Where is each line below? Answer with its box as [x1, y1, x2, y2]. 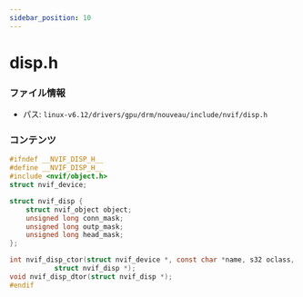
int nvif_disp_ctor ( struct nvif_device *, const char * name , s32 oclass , [9, 255, 296, 264]
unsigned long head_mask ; [25, 231, 125, 240]
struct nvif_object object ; [25, 205, 132, 214]
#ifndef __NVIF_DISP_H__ [9, 155, 104, 164]
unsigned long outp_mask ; [25, 222, 125, 232]
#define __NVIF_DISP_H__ [9, 163, 104, 173]
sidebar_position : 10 [9, 13, 92, 23]
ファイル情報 [9, 86, 66, 99]
